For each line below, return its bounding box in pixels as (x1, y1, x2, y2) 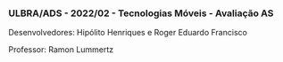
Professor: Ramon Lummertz (8, 44, 114, 55)
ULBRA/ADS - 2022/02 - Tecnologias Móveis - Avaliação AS (8, 7, 274, 19)
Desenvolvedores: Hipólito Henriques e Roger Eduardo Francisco (8, 27, 247, 38)
